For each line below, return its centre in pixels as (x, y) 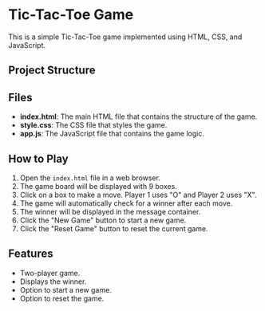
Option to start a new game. (65, 289)
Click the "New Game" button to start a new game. (103, 220)
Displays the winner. (53, 281)
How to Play (39, 158)
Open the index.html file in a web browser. (90, 178)
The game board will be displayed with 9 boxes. (98, 186)
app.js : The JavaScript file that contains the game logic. (112, 134)
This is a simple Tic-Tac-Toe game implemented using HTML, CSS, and (125, 37)
